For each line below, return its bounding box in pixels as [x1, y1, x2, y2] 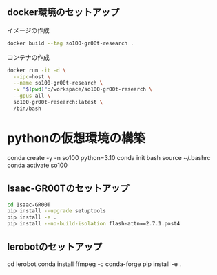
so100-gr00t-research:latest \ [13, 99, 103, 106]
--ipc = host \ [13, 73, 51, 80]
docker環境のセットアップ [7, 6, 120, 19]
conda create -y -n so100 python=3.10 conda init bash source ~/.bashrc [7, 153, 211, 162]
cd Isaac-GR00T [7, 201, 51, 208]
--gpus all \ [13, 92, 51, 100]
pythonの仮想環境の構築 [7, 131, 146, 146]
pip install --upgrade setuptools [7, 208, 107, 214]
